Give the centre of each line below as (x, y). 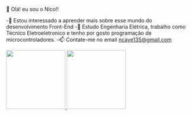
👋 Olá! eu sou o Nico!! (32, 9)
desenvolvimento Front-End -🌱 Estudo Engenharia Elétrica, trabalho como (96, 27)
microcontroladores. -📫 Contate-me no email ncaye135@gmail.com (89, 39)
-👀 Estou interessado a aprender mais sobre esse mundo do (79, 20)
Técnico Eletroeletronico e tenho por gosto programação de (79, 33)
